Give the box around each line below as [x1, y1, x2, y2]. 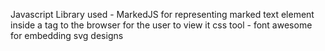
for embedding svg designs [10, 30, 124, 41]
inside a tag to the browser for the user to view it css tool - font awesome [10, 19, 313, 31]
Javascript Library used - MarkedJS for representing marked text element [10, 9, 315, 20]
